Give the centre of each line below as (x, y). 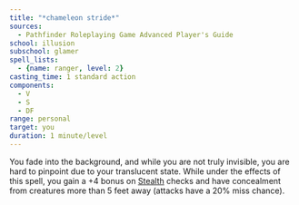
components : (32, 85)
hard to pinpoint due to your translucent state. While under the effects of (145, 171)
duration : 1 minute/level (58, 136)
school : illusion (42, 43)
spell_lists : (34, 60)
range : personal (40, 119)
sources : (26, 26)
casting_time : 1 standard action (73, 77)
